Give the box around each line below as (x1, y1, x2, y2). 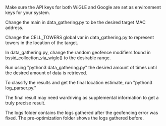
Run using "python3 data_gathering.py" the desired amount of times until (5, 65, 157, 70)
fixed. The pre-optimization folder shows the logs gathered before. (5, 115, 144, 121)
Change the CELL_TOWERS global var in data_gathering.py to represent (5, 35, 154, 40)
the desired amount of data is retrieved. (5, 70, 87, 76)
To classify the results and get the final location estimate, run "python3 (5, 80, 153, 85)
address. (5, 25, 24, 31)
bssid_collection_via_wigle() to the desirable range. (5, 55, 111, 61)
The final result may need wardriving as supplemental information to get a (5, 95, 159, 100)
